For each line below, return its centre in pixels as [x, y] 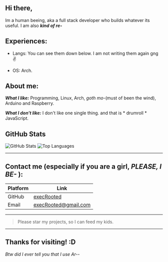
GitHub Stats [25, 134]
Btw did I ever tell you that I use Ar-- [42, 254]
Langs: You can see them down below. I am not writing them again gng [85, 53]
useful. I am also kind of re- [34, 25]
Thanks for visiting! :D [40, 242]
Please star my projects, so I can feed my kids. [65, 222]
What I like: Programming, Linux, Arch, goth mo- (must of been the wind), [81, 98]
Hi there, [19, 8]
